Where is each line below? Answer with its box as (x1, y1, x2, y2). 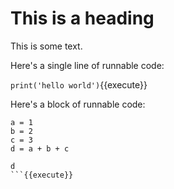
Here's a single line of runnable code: (10, 59, 165, 71)
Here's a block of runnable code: (10, 98, 146, 110)
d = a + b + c (10, 143, 70, 154)
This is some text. (10, 40, 83, 52)
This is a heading (10, 7, 155, 30)
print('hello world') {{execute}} (10, 78, 148, 91)
